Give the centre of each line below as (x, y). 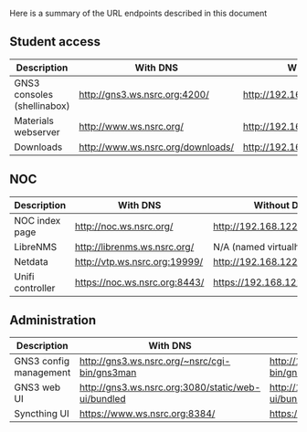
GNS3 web (37, 387)
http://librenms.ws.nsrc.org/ (134, 247)
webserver (37, 132)
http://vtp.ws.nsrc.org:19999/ (139, 261)
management (42, 373)
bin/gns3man (108, 373)
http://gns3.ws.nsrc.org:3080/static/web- (170, 387)
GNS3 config (42, 362)
